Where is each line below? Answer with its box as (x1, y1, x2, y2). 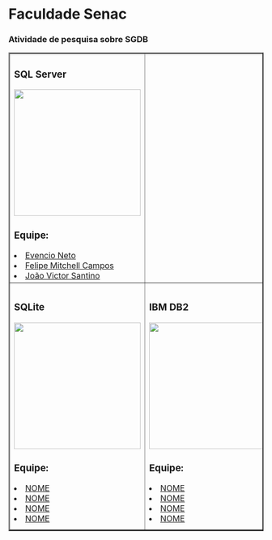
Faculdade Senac (8, 5, 127, 23)
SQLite (14, 300, 45, 313)
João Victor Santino (25, 270, 100, 282)
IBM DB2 (149, 300, 189, 313)
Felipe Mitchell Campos (25, 260, 115, 271)
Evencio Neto (25, 250, 77, 261)
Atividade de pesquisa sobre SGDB (8, 34, 148, 45)
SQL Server (14, 68, 67, 81)
